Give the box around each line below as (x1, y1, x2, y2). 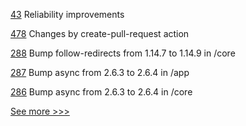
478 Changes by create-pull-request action (10, 28, 190, 39)
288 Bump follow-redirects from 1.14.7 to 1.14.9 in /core (10, 47, 236, 59)
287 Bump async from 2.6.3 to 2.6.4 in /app (10, 67, 190, 78)
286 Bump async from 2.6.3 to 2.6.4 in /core (10, 86, 193, 98)
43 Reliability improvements (10, 9, 125, 20)
